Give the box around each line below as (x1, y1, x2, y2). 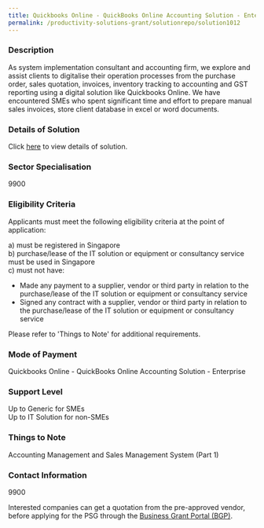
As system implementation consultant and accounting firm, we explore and (8, 62, 251, 71)
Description (8, 45, 54, 56)
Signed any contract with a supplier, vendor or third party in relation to (19, 297, 247, 306)
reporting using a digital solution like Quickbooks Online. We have (8, 87, 221, 97)
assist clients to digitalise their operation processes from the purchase (8, 71, 236, 80)
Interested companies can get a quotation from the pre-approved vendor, (8, 502, 246, 511)
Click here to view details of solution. (8, 142, 128, 152)
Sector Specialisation (8, 162, 92, 173)
